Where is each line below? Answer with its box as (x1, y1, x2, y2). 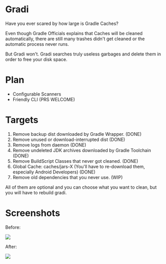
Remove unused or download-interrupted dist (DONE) (12, 136, 125, 142)
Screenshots (5, 208, 60, 219)
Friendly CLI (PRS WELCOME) (12, 96, 75, 102)
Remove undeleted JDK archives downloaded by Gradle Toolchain (12, 147, 151, 153)
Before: (5, 224, 21, 230)
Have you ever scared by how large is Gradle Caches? (5, 20, 119, 26)
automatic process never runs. (5, 41, 70, 47)
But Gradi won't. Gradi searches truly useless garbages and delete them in (5, 51, 161, 57)
